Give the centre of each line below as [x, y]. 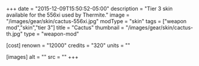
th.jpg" [14, 34]
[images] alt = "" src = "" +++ [42, 57]
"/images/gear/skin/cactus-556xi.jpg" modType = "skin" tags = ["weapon [97, 21]
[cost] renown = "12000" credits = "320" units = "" [68, 45]
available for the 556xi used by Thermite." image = [68, 15]
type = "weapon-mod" [51, 34]
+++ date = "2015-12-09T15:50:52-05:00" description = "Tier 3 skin [90, 9]
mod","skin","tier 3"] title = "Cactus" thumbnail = [65, 27]
